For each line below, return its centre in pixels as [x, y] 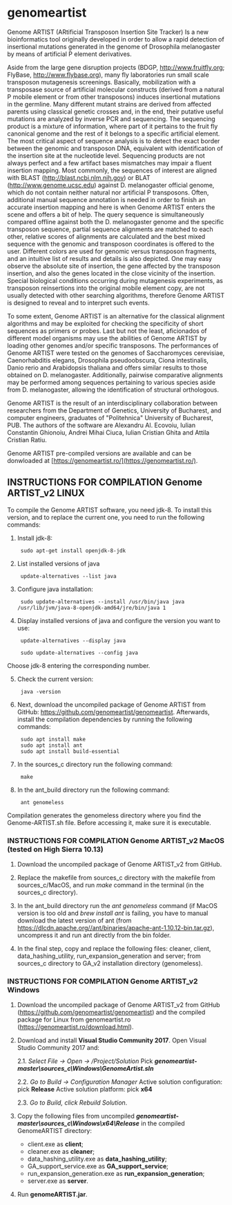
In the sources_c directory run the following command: [95, 764]
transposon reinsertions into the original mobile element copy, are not [106, 288]
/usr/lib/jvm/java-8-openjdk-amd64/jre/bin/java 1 [91, 608]
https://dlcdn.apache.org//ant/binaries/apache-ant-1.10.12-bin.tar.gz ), [116, 928]
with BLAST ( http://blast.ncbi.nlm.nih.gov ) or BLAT [79, 177]
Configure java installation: [55, 589]
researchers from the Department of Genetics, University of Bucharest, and [115, 410]
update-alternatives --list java [68, 576]
